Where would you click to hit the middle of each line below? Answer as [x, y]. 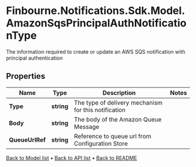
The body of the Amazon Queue [118, 119]
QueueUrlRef [27, 140]
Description [119, 93]
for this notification [100, 110]
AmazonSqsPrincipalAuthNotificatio [96, 23]
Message [87, 127]
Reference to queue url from [113, 136]
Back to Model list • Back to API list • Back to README [71, 158]
